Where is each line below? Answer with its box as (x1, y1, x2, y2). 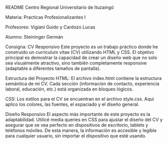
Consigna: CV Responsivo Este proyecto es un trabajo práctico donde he (5, 44, 158, 50)
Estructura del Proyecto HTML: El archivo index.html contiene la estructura (5, 75, 162, 81)
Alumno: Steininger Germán (5, 34, 64, 40)
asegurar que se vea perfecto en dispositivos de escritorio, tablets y (5, 122, 149, 128)
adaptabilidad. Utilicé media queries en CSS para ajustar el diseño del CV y (5, 117, 163, 123)
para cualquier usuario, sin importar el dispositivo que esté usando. (5, 133, 147, 139)
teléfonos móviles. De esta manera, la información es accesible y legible (5, 127, 157, 133)
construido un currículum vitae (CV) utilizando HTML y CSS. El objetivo (5, 49, 154, 55)
